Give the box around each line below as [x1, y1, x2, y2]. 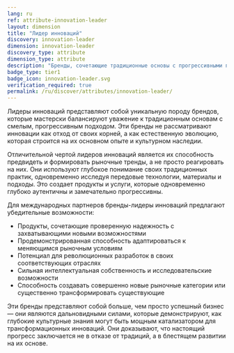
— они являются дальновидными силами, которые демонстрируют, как [7, 310, 222, 318]
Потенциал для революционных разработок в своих [17, 252, 174, 260]
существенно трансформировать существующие [17, 289, 165, 297]
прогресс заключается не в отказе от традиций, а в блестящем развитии [7, 332, 226, 340]
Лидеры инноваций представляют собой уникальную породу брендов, [7, 107, 219, 116]
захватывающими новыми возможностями [17, 230, 146, 238]
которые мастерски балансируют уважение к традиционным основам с [7, 114, 224, 123]
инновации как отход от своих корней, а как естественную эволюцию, [7, 130, 219, 138]
